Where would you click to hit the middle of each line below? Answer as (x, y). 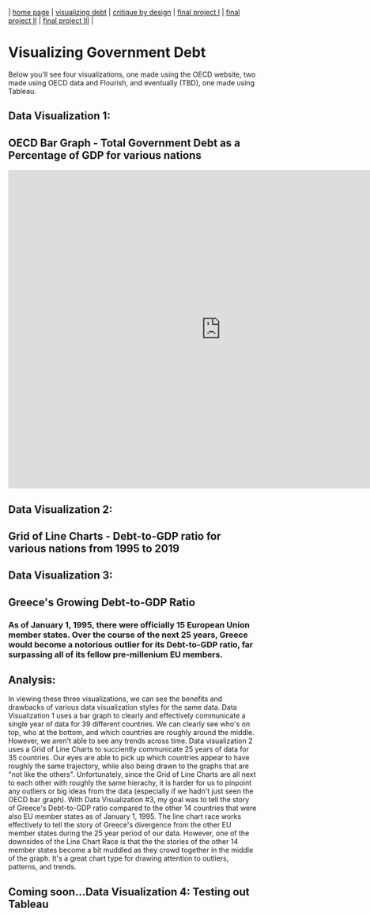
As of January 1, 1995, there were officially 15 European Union (129, 624)
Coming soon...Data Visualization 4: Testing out (129, 892)
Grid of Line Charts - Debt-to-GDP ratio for (115, 536)
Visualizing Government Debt (107, 53)
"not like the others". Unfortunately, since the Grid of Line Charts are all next (132, 775)
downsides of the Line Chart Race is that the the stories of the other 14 (123, 842)
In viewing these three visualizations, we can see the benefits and (115, 699)
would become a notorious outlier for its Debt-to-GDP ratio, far (131, 644)
